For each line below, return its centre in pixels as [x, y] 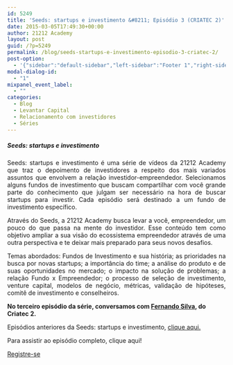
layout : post [26, 40]
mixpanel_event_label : [40, 85]
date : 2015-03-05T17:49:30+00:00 [55, 26]
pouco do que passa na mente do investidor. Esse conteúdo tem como [116, 228]
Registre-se [24, 354]
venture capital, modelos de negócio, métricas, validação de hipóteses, [116, 286]
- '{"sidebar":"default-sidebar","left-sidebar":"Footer [97, 65]
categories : [24, 98]
